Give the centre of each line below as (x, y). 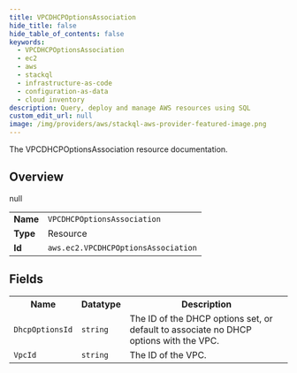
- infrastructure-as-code (65, 83)
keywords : (27, 42)
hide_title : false (43, 26)
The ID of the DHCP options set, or (201, 318)
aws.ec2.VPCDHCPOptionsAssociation (122, 247)
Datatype (101, 304)
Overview (37, 177)
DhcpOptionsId (43, 329)
